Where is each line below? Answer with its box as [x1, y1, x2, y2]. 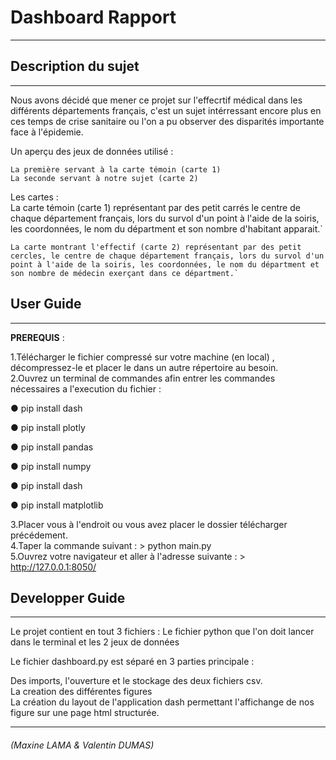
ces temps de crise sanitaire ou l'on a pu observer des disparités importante [10, 115, 325, 127]
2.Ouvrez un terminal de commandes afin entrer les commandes [10, 372, 276, 384]
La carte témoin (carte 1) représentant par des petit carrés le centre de [10, 201, 301, 213]
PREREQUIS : [10, 331, 65, 343]
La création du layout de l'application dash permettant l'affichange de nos [10, 696, 315, 708]
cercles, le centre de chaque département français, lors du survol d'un [10, 251, 325, 261]
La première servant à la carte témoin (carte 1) [10, 164, 222, 175]
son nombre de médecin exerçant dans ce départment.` [10, 268, 240, 278]
